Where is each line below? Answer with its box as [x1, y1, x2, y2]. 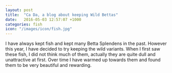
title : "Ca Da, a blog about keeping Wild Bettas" [5, 12, 118, 17]
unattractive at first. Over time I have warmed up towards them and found [5, 57, 161, 63]
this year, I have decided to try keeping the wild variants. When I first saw [5, 46, 161, 52]
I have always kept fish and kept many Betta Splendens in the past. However [5, 40, 167, 46]
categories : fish [5, 21, 43, 27]
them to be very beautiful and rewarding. [5, 62, 92, 68]
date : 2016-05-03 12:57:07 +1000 [5, 17, 82, 22]
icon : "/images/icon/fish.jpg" [5, 27, 72, 32]
